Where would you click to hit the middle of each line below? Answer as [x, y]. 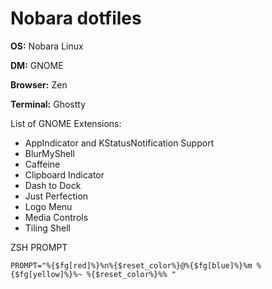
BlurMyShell [49, 153]
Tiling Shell [48, 228]
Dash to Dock [53, 185]
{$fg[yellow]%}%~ [46, 274]
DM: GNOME [37, 65]
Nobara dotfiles [76, 18]
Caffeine [42, 164]
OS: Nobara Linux [47, 46]
